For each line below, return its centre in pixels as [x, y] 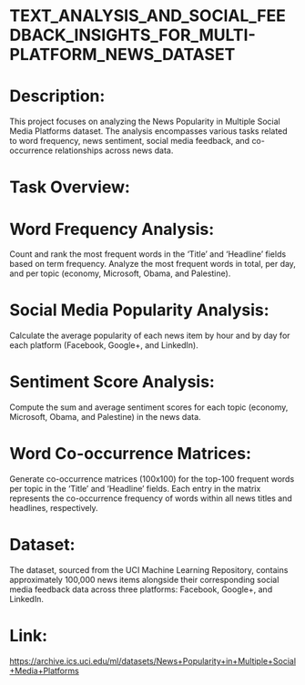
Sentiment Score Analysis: [112, 382]
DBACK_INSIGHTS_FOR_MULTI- [133, 35]
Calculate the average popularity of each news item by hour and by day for [150, 336]
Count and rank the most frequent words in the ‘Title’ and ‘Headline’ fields [148, 254]
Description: [57, 96]
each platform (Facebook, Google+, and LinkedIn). [104, 345]
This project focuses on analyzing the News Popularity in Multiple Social [145, 122]
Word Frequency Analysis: [112, 229]
